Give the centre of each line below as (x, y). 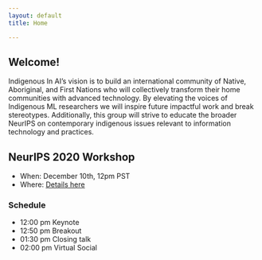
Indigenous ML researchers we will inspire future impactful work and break (131, 107)
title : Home (28, 23)
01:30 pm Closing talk (55, 239)
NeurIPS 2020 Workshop (72, 157)
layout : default (35, 16)
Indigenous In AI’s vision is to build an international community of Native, (127, 81)
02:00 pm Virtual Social (59, 248)
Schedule (27, 205)
